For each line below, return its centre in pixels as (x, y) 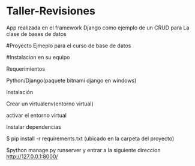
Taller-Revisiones (51, 11)
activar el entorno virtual (37, 115)
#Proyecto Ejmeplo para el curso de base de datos (69, 46)
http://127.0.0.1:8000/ (32, 156)
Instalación (20, 92)
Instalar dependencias (34, 126)
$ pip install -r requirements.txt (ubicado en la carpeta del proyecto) (90, 138)
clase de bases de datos (37, 34)
